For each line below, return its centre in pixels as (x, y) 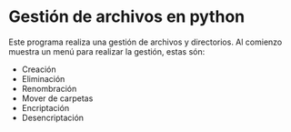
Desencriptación (52, 117)
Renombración (49, 88)
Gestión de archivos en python (127, 17)
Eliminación (43, 78)
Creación (39, 69)
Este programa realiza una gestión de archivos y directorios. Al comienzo (145, 42)
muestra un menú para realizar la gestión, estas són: (107, 51)
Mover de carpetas (57, 98)
